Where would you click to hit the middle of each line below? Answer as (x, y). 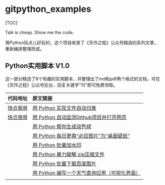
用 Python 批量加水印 (57, 145)
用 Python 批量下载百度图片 (64, 163)
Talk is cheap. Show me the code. (40, 32)
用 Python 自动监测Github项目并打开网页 (80, 117)
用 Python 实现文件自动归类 (64, 108)
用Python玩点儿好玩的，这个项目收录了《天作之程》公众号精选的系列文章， (82, 43)
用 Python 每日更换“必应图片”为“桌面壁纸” (81, 136)
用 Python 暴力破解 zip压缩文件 (69, 154)
